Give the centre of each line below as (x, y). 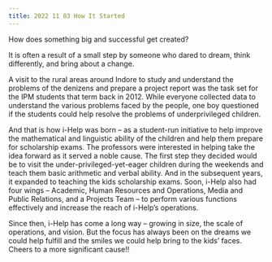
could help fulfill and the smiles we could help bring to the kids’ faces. (125, 240)
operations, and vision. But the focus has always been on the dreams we (130, 232)
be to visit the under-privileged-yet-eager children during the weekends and (136, 164)
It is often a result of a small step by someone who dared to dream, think (130, 55)
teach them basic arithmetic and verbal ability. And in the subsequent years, (136, 172)
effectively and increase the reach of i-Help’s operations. (104, 207)
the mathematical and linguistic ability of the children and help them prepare (136, 138)
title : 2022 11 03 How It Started (67, 16)
